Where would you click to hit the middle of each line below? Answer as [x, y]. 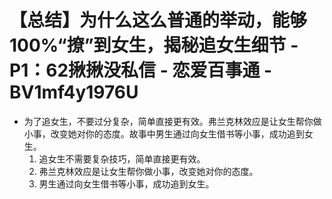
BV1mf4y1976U [74, 92]
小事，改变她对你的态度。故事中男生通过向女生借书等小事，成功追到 [164, 133]
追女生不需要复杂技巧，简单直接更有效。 [122, 158]
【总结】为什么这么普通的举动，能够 [158, 20]
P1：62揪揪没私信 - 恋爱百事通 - [141, 70]
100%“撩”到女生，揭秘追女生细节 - [154, 45]
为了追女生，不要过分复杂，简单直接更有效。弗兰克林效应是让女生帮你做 [172, 121]
